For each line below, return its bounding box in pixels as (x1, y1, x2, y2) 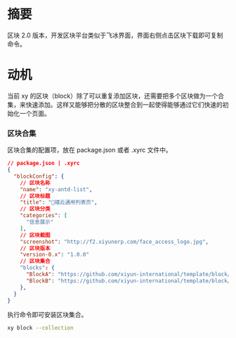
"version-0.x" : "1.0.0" (20, 251, 90, 259)
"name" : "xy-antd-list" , (20, 186, 93, 193)
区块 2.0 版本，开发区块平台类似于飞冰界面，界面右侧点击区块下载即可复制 (7, 31, 223, 39)
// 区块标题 (20, 193, 51, 200)
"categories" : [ (20, 212, 68, 219)
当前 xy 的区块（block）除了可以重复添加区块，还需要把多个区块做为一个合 (7, 91, 225, 100)
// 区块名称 (20, 179, 51, 186)
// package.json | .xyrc (7, 160, 80, 167)
